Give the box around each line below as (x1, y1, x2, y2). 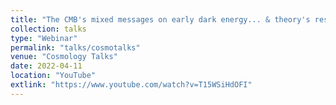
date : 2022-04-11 (10, 61, 83, 71)
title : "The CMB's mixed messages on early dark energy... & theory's (10, 14, 311, 25)
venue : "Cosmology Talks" (10, 52, 118, 62)
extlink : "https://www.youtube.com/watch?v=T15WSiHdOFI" (10, 80, 253, 90)
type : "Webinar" (10, 33, 78, 43)
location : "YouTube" (10, 71, 97, 81)
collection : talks (10, 24, 87, 34)
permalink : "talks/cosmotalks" (10, 42, 141, 53)
